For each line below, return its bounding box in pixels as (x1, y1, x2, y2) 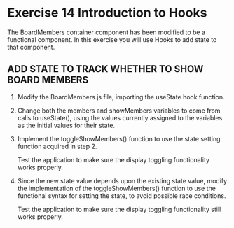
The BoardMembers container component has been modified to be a (7, 28, 205, 36)
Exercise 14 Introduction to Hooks (7, 5, 207, 21)
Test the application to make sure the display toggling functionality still (17, 205, 221, 213)
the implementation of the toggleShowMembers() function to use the (17, 184, 216, 192)
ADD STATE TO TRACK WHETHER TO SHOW (7, 63, 204, 75)
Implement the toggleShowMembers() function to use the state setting (17, 134, 221, 143)
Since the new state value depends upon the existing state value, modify (17, 176, 228, 185)
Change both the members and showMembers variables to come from (17, 106, 221, 115)
